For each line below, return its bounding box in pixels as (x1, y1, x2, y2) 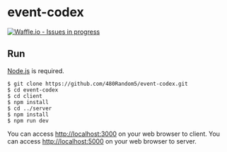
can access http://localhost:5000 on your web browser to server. (7, 137, 197, 145)
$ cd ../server (7, 105, 52, 112)
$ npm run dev (7, 117, 50, 124)
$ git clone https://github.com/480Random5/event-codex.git (7, 80, 189, 87)
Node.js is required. (7, 66, 65, 75)
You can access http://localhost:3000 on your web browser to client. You (7, 129, 221, 138)
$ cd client (7, 92, 42, 99)
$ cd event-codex (7, 86, 59, 94)
